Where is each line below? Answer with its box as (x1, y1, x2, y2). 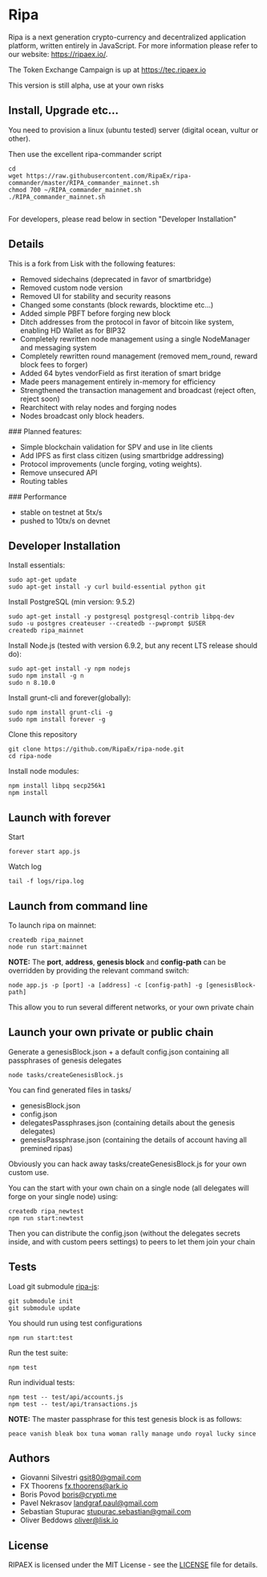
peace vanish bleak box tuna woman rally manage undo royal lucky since (8, 1429, 257, 1438)
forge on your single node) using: (8, 1191, 119, 1201)
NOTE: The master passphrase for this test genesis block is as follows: (8, 1414, 242, 1423)
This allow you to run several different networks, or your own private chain (8, 1002, 254, 1012)
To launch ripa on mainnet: (8, 920, 97, 930)
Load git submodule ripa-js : (8, 1281, 100, 1291)
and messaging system (19, 342, 97, 352)
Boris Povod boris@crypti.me (19, 1489, 118, 1500)
